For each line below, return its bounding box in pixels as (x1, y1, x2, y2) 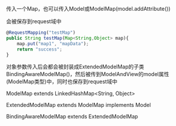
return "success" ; (17, 46, 62, 52)
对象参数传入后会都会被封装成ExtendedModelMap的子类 (6, 63, 144, 70)
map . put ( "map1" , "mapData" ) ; (17, 40, 89, 46)
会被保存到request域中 (6, 18, 62, 25)
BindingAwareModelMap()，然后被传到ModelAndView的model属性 (6, 71, 169, 78)
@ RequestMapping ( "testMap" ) (6, 30, 76, 36)
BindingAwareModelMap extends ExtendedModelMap (6, 113, 139, 120)
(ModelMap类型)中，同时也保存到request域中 (6, 78, 118, 85)
